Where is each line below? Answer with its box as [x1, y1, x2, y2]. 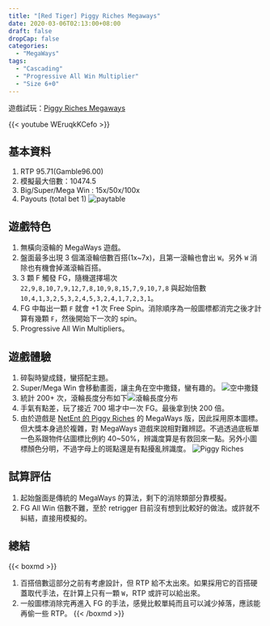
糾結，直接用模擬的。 [19, 512, 91, 523]
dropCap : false [8, 34, 60, 43]
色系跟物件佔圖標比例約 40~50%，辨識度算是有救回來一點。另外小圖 [27, 433, 257, 443]
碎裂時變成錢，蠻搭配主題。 [19, 372, 113, 382]
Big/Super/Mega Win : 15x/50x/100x [19, 186, 140, 195]
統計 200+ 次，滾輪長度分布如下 [19, 392, 128, 402]
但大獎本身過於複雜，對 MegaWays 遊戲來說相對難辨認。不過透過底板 [19, 423, 253, 433]
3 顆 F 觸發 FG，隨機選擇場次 [19, 273, 118, 283]
